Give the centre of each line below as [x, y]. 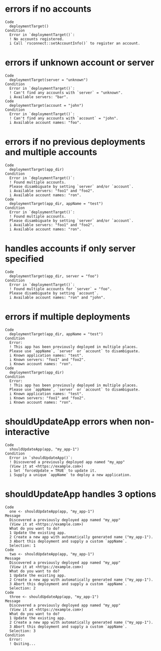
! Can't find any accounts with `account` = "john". [64, 118]
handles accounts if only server [70, 248]
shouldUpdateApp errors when [69, 422]
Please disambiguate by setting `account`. [54, 293]
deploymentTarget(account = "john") [46, 105]
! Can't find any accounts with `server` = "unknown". [66, 93]
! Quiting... [23, 644]
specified [25, 259]
